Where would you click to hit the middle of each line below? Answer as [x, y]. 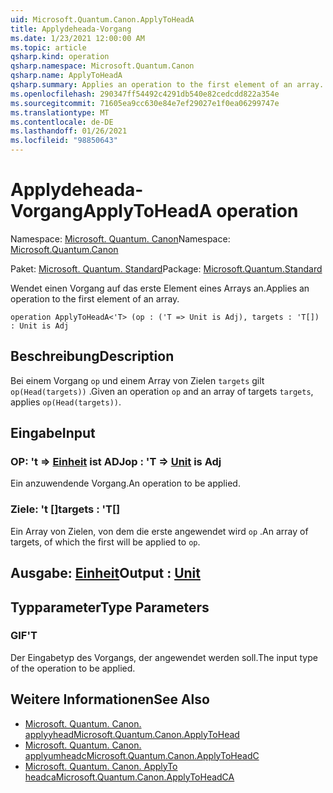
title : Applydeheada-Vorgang [71, 29]
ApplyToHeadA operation [191, 211]
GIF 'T [24, 636]
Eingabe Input [53, 433]
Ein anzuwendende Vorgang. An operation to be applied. [125, 483]
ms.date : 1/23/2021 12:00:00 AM [77, 38]
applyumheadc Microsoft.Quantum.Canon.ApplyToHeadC [142, 755]
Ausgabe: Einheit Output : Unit [105, 573]
